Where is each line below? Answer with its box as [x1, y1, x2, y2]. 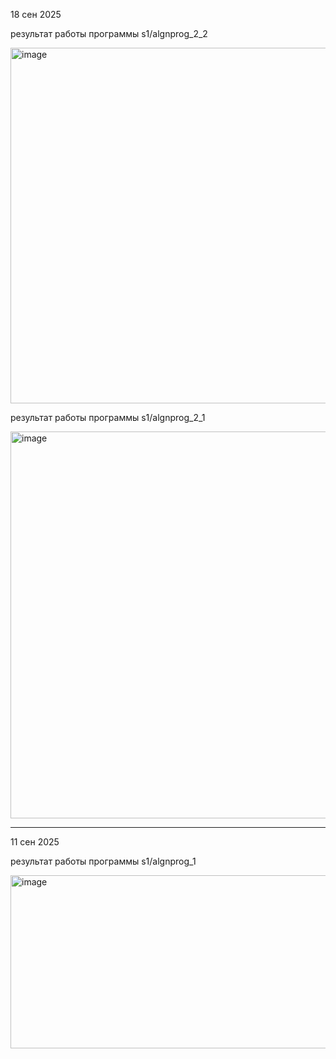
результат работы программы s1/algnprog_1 [10, 855, 197, 867]
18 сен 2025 [10, 9, 62, 20]
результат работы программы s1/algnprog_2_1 [10, 412, 206, 423]
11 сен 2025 [10, 836, 60, 848]
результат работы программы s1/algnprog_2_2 [10, 28, 208, 39]
